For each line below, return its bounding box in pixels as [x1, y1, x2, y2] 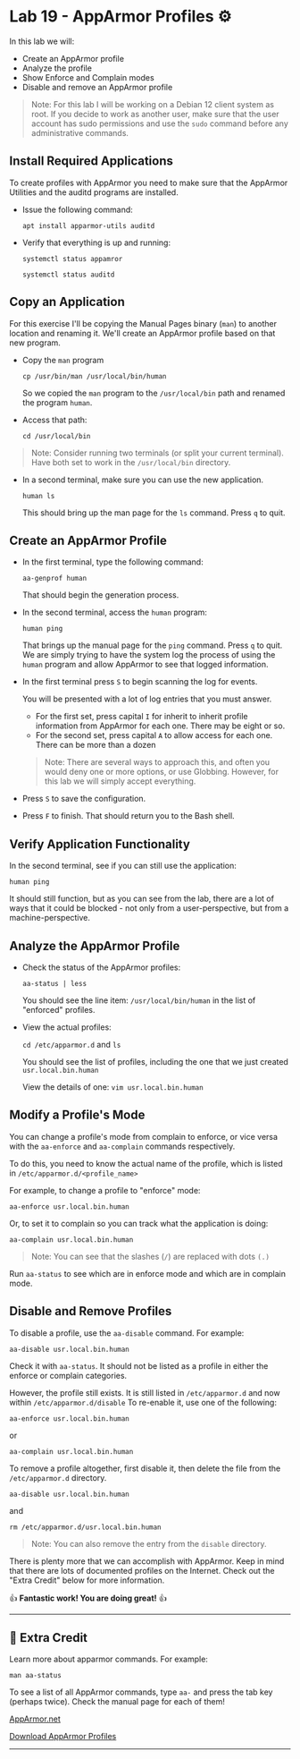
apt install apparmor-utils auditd [21, 221, 155, 230]
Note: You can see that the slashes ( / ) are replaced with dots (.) [30, 1251, 271, 1262]
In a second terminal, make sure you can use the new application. [21, 474, 264, 485]
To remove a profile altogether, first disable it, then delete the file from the [9, 1463, 281, 1474]
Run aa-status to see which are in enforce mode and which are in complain [9, 1268, 287, 1279]
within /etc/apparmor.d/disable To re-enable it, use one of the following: [9, 1397, 277, 1407]
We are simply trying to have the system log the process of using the [21, 650, 276, 660]
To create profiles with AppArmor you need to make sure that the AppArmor [9, 177, 288, 188]
